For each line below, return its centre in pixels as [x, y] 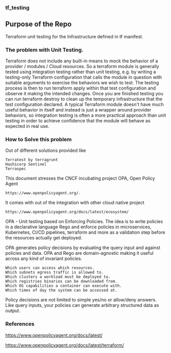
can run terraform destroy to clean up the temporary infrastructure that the [84, 99]
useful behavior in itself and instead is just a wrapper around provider [78, 110]
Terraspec [16, 169]
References [20, 324]
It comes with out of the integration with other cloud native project [75, 203]
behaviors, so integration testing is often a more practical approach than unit [86, 115]
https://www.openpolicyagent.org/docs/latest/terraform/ [65, 345]
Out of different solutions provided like [46, 150]
